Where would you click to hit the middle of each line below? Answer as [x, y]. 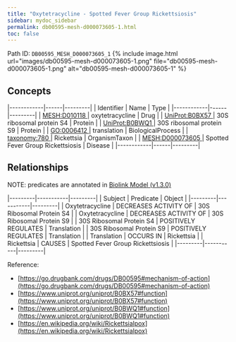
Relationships [38, 168]
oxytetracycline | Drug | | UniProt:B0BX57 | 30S [160, 116]
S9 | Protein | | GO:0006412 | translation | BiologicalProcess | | [98, 131]
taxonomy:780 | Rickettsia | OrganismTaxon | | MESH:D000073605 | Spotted [118, 138]
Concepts [29, 91]
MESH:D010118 [64, 116]
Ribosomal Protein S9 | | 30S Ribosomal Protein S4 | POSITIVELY [101, 220]
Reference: [23, 264]
